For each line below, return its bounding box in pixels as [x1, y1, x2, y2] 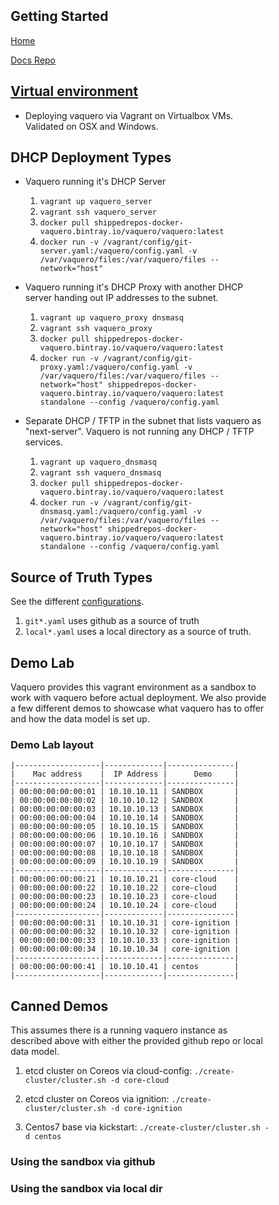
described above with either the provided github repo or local [10, 1035, 264, 1047]
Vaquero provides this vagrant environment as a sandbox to [10, 681, 257, 693]
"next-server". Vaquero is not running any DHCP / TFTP [25, 426, 255, 438]
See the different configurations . [10, 596, 145, 608]
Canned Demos [10, 997, 109, 1015]
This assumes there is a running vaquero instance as [10, 1024, 228, 1036]
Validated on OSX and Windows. [25, 120, 159, 132]
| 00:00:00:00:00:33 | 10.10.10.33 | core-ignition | [10, 936, 240, 946]
